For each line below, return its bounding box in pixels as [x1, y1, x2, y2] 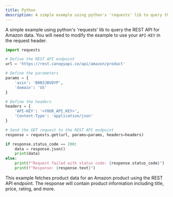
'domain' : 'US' [14, 85, 47, 90]
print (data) [14, 151, 40, 156]
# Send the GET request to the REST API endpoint [5, 127, 114, 133]
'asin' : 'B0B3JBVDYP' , [14, 80, 63, 85]
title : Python [5, 7, 36, 13]
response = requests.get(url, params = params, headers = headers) [5, 132, 144, 137]
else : [5, 156, 17, 161]
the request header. [5, 37, 47, 44]
